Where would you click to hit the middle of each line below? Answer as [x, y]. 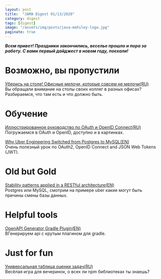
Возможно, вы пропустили [62, 70]
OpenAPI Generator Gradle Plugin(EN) [43, 228]
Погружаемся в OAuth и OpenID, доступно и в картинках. [64, 132]
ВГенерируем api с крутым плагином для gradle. [56, 233]
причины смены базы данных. [36, 195]
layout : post [18, 9]
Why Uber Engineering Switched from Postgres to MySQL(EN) [67, 141]
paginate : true [20, 32]
